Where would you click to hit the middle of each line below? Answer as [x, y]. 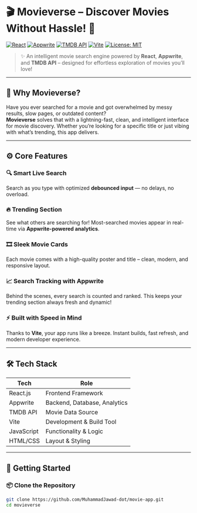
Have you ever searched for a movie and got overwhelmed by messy [89, 107]
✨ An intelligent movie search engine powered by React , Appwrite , [102, 56]
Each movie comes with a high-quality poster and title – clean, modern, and [97, 259]
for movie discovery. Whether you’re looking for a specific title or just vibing [98, 126]
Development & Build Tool [81, 422]
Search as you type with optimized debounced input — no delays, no [90, 188]
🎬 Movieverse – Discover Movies [88, 12]
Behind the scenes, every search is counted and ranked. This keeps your [94, 296]
